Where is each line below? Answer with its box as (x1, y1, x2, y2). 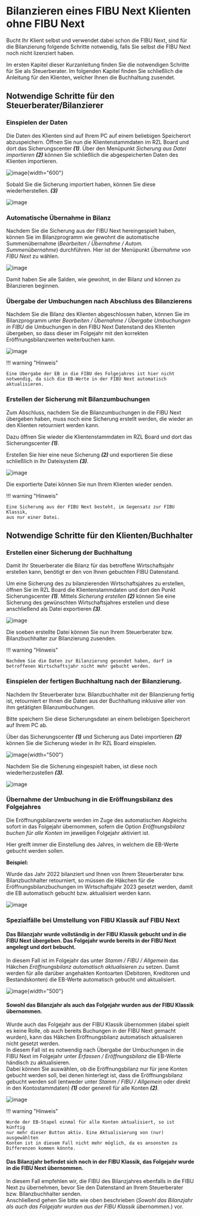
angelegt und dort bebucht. (6, 944, 76, 951)
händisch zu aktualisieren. (6, 1059, 70, 1066)
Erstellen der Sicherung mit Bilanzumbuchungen (6, 395, 150, 403)
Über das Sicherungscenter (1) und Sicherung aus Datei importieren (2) (6, 733, 182, 740)
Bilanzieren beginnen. (6, 282, 60, 289)
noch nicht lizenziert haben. (6, 49, 75, 56)
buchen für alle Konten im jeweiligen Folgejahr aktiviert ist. (6, 829, 150, 836)
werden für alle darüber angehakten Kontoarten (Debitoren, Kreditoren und (6, 969, 190, 977)
